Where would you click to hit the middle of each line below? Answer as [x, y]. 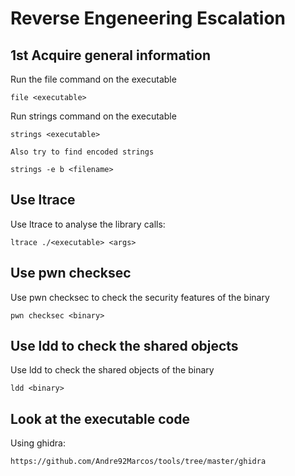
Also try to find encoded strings [82, 152]
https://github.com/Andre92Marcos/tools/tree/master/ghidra [138, 462]
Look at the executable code [100, 418]
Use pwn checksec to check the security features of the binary [140, 297]
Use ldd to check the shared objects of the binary [112, 370]
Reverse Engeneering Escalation [148, 18]
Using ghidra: [38, 443]
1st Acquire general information [110, 55]
